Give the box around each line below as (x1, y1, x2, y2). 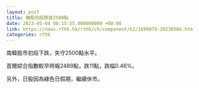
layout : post (6, 9, 40, 15)
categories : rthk (6, 32, 51, 38)
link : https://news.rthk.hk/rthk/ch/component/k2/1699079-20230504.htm (6, 26, 193, 32)
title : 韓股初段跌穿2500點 (6, 15, 69, 21)
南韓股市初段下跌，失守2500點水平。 (6, 50, 100, 57)
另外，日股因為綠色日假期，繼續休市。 (6, 75, 103, 82)
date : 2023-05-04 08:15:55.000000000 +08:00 (6, 20, 122, 26)
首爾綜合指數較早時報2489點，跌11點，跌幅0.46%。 (6, 62, 138, 70)
